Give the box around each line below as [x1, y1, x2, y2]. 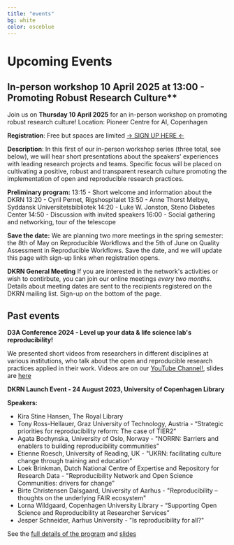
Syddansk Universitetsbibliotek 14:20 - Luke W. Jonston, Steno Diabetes [7, 203, 215, 212]
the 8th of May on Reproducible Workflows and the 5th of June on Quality [7, 239, 220, 247]
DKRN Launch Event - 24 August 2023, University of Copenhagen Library [7, 385, 225, 393]
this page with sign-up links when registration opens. [7, 254, 161, 262]
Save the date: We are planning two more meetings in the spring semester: [7, 231, 224, 240]
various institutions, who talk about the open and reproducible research [7, 357, 213, 365]
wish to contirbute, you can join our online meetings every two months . [7, 275, 212, 283]
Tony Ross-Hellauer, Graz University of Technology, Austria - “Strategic [17, 420, 224, 428]
